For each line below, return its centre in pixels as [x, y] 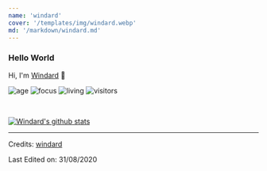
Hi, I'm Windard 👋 [37, 75]
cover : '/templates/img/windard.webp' [72, 23]
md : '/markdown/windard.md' [55, 30]
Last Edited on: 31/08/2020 [53, 159]
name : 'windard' [35, 15]
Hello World [31, 58]
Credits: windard [35, 144]
